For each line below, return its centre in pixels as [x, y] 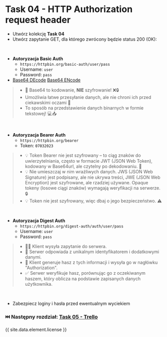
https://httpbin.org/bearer [49, 141]
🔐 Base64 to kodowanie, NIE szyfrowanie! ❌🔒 [72, 90]
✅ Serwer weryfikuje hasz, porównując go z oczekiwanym [85, 273]
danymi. [33, 257]
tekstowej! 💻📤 [41, 114]
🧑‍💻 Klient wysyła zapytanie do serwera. [66, 246]
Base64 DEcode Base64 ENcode [46, 80]
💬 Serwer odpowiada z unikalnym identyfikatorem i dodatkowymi [92, 252]
